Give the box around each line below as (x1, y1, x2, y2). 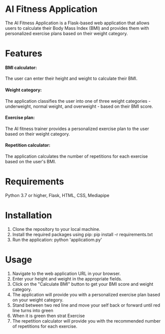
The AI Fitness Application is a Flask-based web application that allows (5, 20, 150, 26)
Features (5, 48, 42, 59)
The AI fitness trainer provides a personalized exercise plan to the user (5, 126, 149, 132)
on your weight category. (12, 297, 64, 303)
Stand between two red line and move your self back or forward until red (12, 302, 161, 308)
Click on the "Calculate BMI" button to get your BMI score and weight (12, 281, 154, 287)
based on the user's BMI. (5, 158, 56, 164)
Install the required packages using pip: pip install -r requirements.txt (12, 231, 153, 237)
